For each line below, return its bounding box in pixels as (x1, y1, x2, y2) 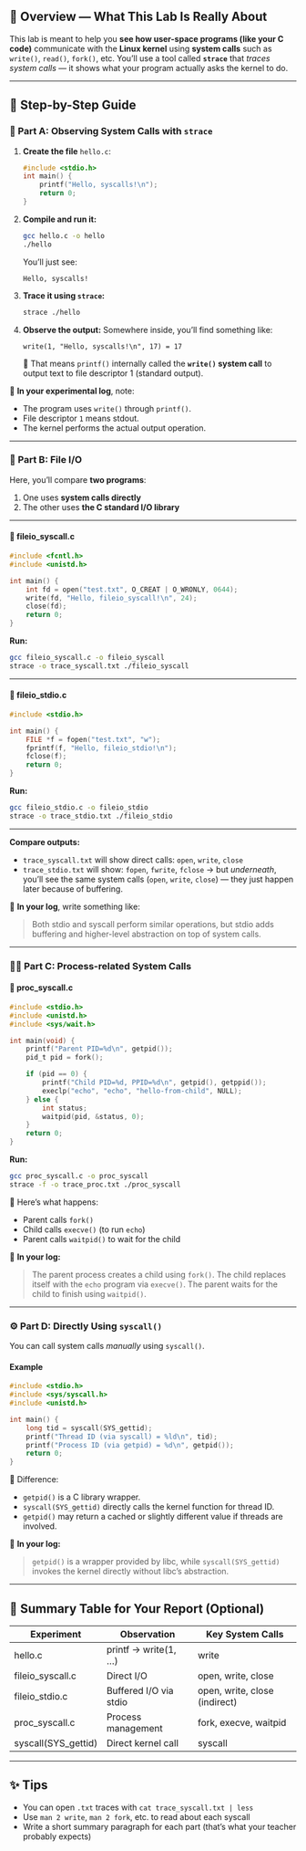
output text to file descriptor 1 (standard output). (22, 367, 204, 379)
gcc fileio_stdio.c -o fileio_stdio (9, 803, 148, 812)
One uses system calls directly (22, 492, 141, 503)
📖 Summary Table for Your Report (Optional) (9, 1601, 265, 1616)
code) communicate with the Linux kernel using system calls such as (9, 43, 272, 54)
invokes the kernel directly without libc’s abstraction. (31, 1566, 229, 1577)
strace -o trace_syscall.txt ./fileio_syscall (9, 661, 189, 671)
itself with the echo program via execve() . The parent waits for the (31, 1279, 278, 1290)
